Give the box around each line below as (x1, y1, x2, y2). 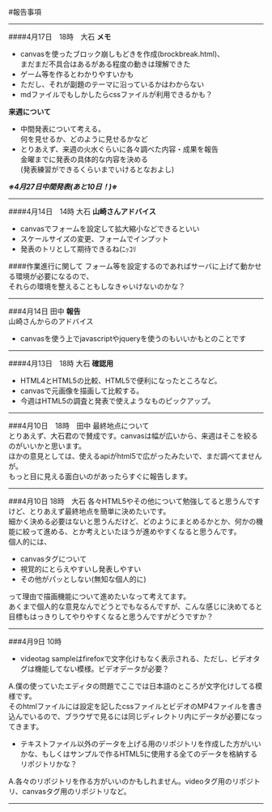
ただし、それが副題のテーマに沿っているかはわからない (19, 79, 205, 89)
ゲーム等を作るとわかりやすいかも (19, 70, 134, 79)
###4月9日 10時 (8, 637, 62, 646)
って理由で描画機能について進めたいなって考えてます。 (8, 592, 191, 601)
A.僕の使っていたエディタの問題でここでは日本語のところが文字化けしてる (8, 682, 256, 690)
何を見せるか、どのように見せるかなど (19, 135, 148, 143)
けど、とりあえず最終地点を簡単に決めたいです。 (8, 506, 171, 516)
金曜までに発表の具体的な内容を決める (19, 155, 148, 164)
